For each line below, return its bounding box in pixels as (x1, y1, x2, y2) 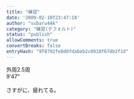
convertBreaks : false (6, 43, 61, 49)
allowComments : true (6, 37, 59, 43)
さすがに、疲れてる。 (6, 86, 59, 94)
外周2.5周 (6, 66, 30, 73)
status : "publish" (6, 32, 53, 38)
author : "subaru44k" (6, 20, 59, 26)
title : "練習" (6, 9, 41, 15)
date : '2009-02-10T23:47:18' (6, 15, 80, 21)
